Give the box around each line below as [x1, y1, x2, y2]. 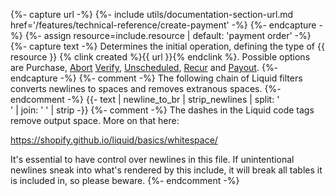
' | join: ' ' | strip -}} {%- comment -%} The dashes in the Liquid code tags [10, 104, 315, 116]
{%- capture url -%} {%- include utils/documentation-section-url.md [10, 9, 294, 20]
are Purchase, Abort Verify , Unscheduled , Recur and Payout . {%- [10, 62, 279, 73]
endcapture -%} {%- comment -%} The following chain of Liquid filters [10, 72, 303, 84]
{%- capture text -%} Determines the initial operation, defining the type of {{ [10, 40, 325, 52]
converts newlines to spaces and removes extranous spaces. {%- [10, 83, 282, 94]
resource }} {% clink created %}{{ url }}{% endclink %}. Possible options [10, 51, 311, 63]
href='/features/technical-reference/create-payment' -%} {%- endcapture [10, 19, 317, 31]
